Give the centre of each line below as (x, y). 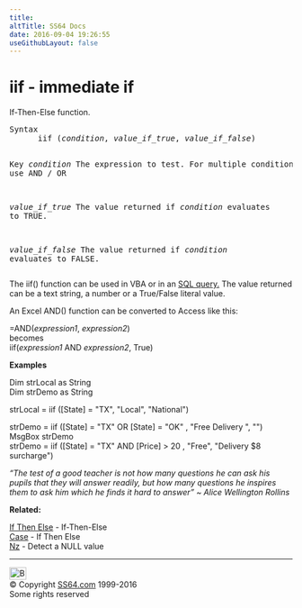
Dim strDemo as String (51, 392)
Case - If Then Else (45, 537)
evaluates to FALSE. (55, 259)
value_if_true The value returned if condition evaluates (140, 207)
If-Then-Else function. (50, 113)
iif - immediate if (72, 87)
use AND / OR (38, 173)
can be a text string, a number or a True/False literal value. (117, 294)
